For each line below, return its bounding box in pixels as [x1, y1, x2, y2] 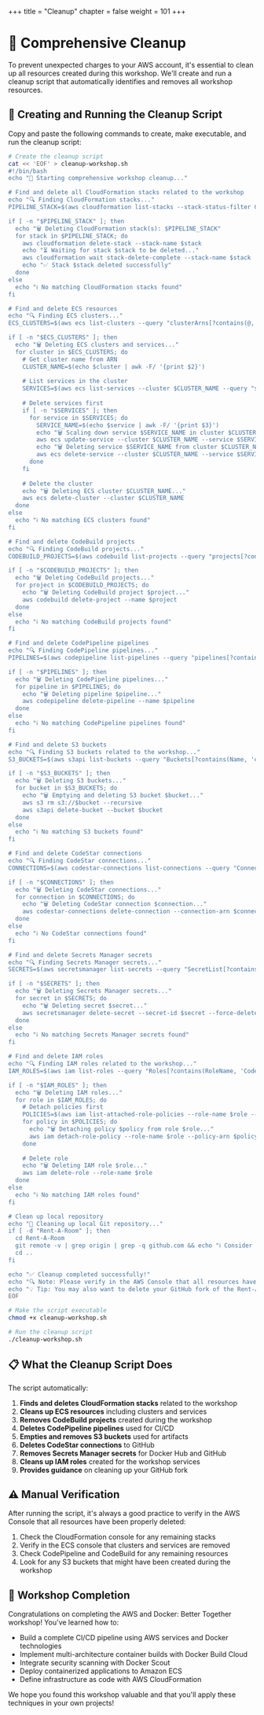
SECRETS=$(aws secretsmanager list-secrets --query [8, 966, 181, 973]
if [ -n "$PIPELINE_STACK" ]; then [8, 217, 125, 225]
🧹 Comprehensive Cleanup [8, 35, 186, 52]
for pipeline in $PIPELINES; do [15, 683, 122, 690]
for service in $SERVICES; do [28, 414, 128, 421]
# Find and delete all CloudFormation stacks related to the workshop [8, 189, 244, 197]
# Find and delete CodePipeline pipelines [8, 639, 149, 647]
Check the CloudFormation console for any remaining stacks [19, 1533, 216, 1542]
